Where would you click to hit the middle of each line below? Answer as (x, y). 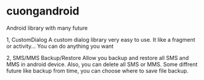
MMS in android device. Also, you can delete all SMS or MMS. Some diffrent (102, 64)
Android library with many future (47, 28)
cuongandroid (43, 11)
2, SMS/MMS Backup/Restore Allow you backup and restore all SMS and (98, 58)
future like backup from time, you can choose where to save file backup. (97, 70)
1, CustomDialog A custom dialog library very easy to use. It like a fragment (101, 39)
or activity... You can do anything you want (60, 46)
